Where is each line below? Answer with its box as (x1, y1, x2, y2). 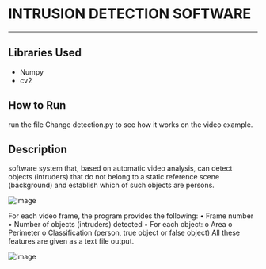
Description (8, 142, 67, 156)
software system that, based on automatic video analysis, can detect (8, 163, 233, 173)
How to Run (8, 98, 66, 112)
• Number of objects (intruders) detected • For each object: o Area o (8, 220, 233, 229)
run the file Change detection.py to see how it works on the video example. (8, 120, 253, 129)
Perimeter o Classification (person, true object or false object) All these (8, 228, 240, 238)
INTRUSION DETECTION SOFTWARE (8, 5, 252, 23)
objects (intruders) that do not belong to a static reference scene (8, 172, 220, 182)
